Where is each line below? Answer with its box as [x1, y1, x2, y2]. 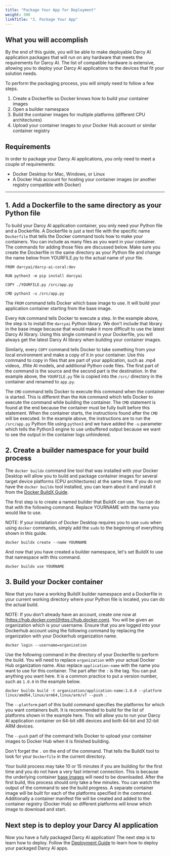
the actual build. [5, 602, 39, 608]
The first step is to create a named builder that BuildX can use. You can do [5, 499, 160, 505]
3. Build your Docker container [5, 578, 104, 586]
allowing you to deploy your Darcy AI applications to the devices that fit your [5, 65, 164, 71]
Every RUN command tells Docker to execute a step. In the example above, [5, 315, 159, 321]
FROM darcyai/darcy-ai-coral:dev [5, 264, 76, 270]
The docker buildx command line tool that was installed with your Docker [5, 467, 158, 474]
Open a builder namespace [12, 106, 69, 112]
